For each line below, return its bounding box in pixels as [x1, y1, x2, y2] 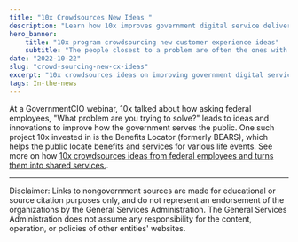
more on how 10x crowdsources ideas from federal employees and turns [9, 150, 274, 160]
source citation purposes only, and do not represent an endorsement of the [9, 194, 285, 205]
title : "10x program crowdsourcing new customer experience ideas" [25, 37, 279, 47]
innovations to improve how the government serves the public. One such [9, 121, 275, 133]
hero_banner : [9, 29, 58, 38]
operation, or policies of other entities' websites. [9, 222, 186, 233]
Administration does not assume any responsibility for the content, [9, 214, 253, 224]
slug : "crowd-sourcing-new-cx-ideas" [9, 63, 149, 72]
